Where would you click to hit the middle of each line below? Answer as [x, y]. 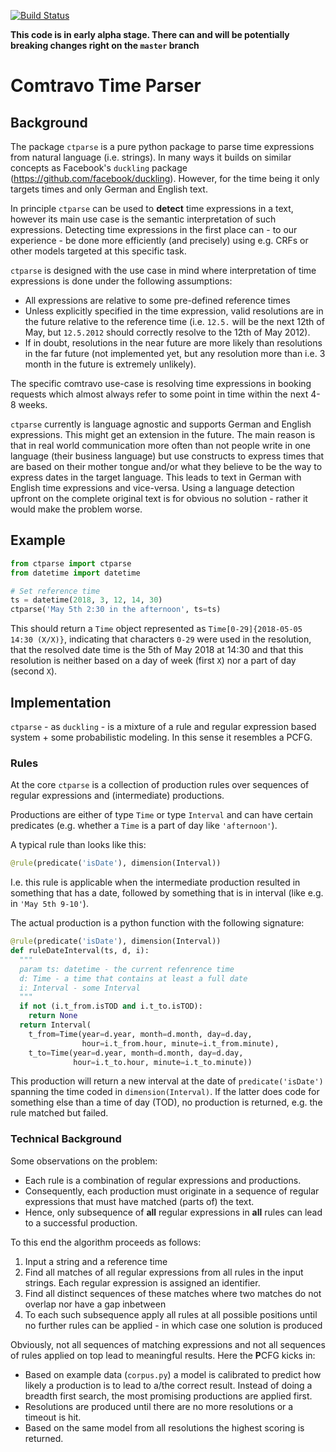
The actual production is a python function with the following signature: [157, 923]
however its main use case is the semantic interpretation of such [143, 219]
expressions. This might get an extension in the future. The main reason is [163, 434]
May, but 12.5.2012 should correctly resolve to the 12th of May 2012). [167, 332]
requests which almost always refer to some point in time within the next [159, 394]
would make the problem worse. [76, 509]
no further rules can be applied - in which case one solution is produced [173, 1325]
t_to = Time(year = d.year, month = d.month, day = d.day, [136, 1053]
